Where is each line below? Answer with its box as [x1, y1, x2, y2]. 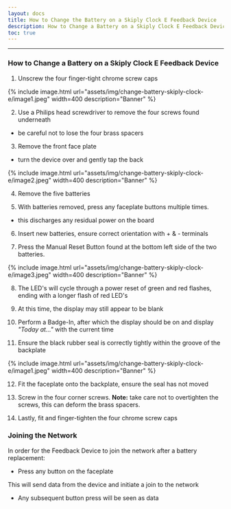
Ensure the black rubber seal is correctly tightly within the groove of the [17, 338, 221, 347]
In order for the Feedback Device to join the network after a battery [8, 446, 197, 455]
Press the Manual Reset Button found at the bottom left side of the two [17, 242, 217, 251]
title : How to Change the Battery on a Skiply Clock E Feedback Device [8, 17, 217, 23]
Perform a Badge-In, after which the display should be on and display [17, 318, 215, 326]
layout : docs [8, 10, 45, 17]
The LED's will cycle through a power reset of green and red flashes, [17, 283, 212, 292]
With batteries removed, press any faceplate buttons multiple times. [17, 202, 210, 210]
